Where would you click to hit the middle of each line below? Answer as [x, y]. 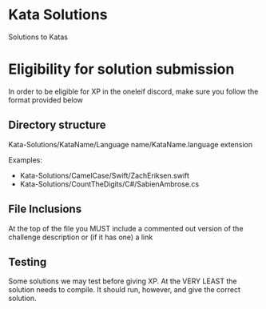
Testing [28, 262]
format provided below [46, 100]
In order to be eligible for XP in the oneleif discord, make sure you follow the [133, 91]
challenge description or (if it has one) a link [81, 237]
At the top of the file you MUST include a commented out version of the [126, 228]
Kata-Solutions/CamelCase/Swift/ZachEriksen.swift [105, 175]
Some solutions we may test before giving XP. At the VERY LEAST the [123, 281]
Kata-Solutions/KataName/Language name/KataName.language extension [131, 144]
